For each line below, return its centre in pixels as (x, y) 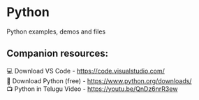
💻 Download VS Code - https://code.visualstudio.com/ (86, 71)
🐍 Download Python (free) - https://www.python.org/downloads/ (99, 80)
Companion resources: (58, 53)
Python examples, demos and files (56, 31)
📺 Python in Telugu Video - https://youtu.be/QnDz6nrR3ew (92, 89)
